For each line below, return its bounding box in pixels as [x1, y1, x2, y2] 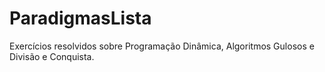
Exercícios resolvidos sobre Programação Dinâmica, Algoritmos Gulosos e [9, 40, 315, 52]
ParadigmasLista [9, 7, 152, 30]
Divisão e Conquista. [9, 50, 95, 62]
